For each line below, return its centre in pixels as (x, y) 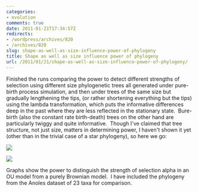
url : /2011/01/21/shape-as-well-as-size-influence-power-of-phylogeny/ (97, 62)
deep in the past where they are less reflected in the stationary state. (91, 111)
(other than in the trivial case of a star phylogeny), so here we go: (86, 136)
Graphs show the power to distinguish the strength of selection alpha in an (98, 170)
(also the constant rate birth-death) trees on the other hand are (96, 117)
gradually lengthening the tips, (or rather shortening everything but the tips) (99, 98)
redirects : (20, 34)
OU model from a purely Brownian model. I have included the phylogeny (95, 176)
